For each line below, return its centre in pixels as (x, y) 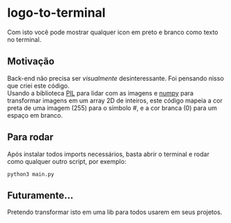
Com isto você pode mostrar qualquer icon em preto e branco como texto (113, 32)
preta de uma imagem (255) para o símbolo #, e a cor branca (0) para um (112, 108)
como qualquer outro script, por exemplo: (67, 161)
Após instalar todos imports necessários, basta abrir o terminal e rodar (109, 154)
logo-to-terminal (56, 13)
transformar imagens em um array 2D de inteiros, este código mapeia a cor (115, 100)
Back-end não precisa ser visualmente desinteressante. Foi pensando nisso (115, 78)
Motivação (31, 62)
